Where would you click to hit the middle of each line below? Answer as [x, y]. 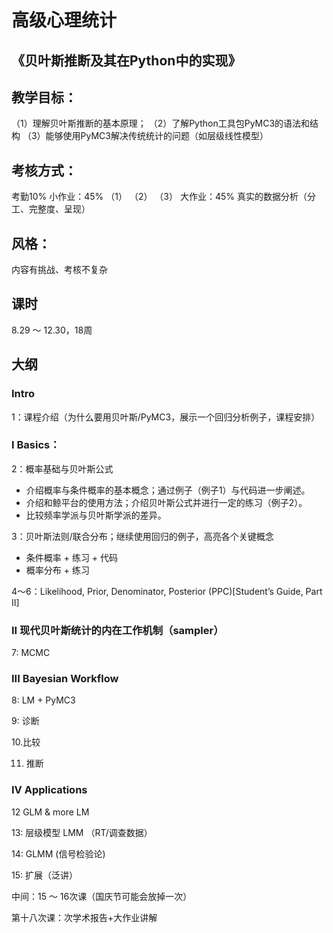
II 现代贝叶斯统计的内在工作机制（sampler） [117, 630]
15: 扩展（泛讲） [44, 875]
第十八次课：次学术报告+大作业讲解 [84, 917]
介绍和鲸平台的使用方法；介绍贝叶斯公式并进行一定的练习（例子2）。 [166, 502]
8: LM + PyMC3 [43, 700]
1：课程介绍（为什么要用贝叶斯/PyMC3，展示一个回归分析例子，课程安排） [166, 417]
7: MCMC [31, 653]
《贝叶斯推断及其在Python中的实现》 [126, 60]
